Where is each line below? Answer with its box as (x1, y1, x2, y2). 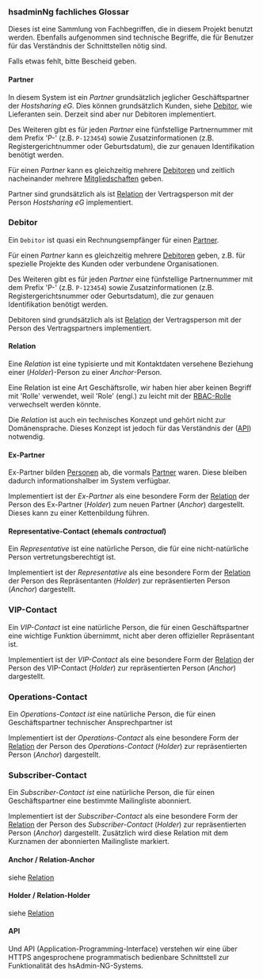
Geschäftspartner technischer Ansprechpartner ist (8, 718, 173, 727)
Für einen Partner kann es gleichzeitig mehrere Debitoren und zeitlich (8, 165, 235, 174)
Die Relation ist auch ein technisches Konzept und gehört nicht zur (8, 415, 226, 424)
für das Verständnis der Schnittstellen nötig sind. (8, 41, 168, 51)
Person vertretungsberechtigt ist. (8, 552, 116, 562)
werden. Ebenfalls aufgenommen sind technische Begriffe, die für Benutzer (8, 32, 254, 42)
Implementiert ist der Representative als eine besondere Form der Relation (8, 567, 251, 577)
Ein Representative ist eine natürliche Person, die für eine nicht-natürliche (8, 544, 250, 553)
